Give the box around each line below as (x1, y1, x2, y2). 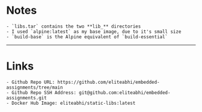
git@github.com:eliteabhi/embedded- (79, 89, 171, 96)
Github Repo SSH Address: (11, 89, 77, 96)
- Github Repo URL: (6, 79, 55, 85)
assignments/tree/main (6, 84, 63, 90)
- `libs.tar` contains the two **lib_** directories (6, 23, 141, 29)
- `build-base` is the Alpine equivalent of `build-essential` (6, 34, 168, 40)
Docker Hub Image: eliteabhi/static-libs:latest (11, 100, 136, 106)
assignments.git (6, 95, 47, 101)
